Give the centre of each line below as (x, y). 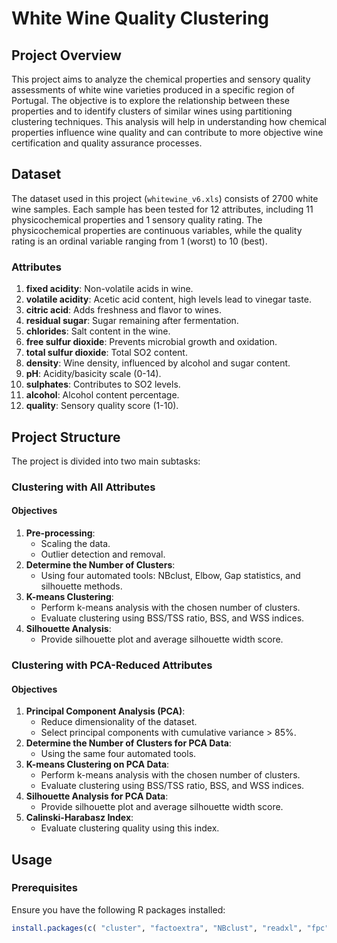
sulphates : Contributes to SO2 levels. (103, 384)
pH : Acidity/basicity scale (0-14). (93, 374)
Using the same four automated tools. (118, 754)
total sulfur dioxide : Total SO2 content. (106, 353)
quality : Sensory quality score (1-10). (102, 406)
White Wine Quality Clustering (140, 18)
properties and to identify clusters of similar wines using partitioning (152, 111)
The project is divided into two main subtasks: (106, 461)
